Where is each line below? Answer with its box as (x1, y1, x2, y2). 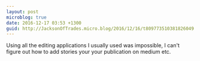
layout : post (6, 8, 39, 15)
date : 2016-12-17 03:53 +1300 (6, 20, 82, 26)
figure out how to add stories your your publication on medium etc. (6, 48, 171, 56)
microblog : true (6, 14, 47, 20)
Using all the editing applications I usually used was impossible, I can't (6, 42, 180, 49)
